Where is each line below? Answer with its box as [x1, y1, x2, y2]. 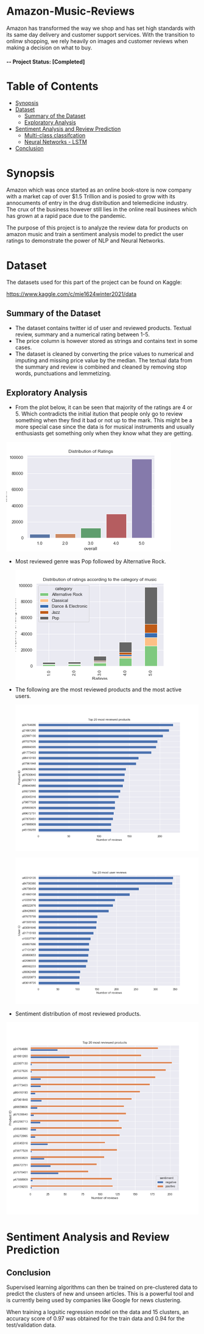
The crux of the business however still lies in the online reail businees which [6, 206, 197, 213]
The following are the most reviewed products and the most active [15, 685, 181, 693]
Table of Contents [6, 79, 99, 93]
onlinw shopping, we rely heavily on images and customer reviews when [6, 37, 189, 45]
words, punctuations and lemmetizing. [15, 370, 111, 377]
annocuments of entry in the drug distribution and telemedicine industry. [6, 200, 188, 207]
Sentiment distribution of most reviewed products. [15, 1010, 141, 1017]
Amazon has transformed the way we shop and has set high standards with [6, 24, 195, 32]
